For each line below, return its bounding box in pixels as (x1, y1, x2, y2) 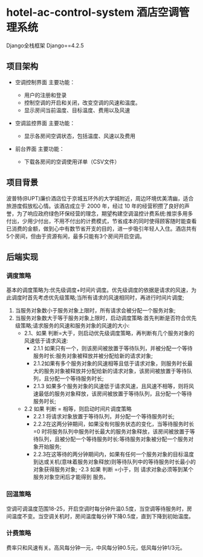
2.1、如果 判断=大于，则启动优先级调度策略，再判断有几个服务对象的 (24, 329, 195, 337)
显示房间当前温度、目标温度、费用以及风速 (24, 107, 130, 114)
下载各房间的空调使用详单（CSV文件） (24, 158, 120, 165)
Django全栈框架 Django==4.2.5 (6, 42, 84, 49)
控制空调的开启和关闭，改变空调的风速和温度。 (24, 99, 141, 106)
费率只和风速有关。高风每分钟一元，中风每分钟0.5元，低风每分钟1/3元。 (6, 544, 186, 551)
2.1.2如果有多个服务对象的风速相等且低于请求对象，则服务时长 (33, 360, 188, 367)
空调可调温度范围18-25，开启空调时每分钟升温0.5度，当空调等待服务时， (6, 505, 187, 512)
